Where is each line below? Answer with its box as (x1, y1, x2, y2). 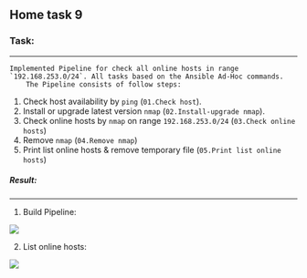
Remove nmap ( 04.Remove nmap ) (22, 134, 138, 145)
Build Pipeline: (22, 206, 77, 217)
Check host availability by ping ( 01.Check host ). (22, 96, 203, 107)
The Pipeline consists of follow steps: (26, 79, 182, 89)
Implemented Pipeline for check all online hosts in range (9, 64, 239, 73)
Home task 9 (9, 7, 83, 23)
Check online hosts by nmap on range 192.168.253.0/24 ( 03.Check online (22, 115, 296, 126)
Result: (9, 175, 37, 186)
